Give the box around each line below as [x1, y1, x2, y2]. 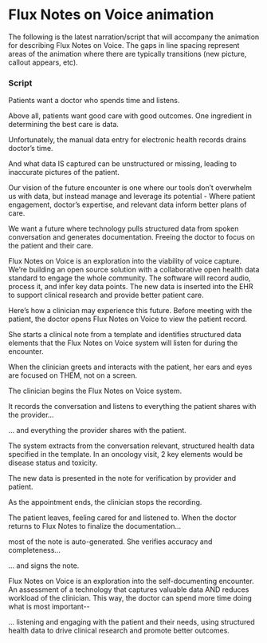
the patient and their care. [8, 241, 93, 251]
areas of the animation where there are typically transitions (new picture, [8, 49, 247, 58]
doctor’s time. [8, 144, 53, 153]
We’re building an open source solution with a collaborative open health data [8, 265, 260, 275]
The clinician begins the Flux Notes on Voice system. [8, 386, 182, 396]
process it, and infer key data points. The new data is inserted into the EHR [8, 282, 253, 292]
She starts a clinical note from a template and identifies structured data [8, 330, 241, 339]
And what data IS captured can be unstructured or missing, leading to [8, 159, 238, 169]
